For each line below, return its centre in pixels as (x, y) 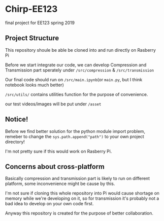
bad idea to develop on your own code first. (49, 204)
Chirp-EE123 (31, 9)
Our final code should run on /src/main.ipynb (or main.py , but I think (74, 79)
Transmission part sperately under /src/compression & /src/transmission (80, 70)
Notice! (17, 119)
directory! (15, 142)
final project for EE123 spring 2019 (40, 23)
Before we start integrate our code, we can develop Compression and (76, 64)
